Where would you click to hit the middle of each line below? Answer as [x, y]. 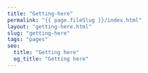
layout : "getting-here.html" [50, 26]
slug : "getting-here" [39, 33]
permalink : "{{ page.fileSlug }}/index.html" [74, 20]
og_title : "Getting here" [51, 59]
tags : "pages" [28, 40]
